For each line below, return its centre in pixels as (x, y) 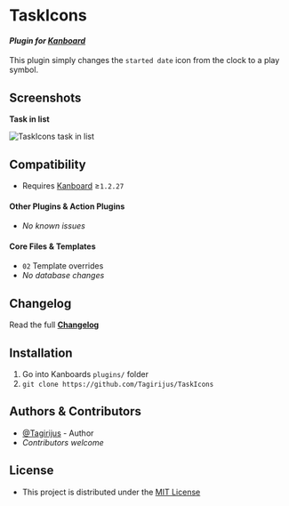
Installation (41, 353)
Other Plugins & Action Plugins (67, 206)
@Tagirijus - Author (58, 433)
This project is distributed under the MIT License (111, 492)
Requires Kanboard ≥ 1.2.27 (73, 186)
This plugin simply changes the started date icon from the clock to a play (144, 60)
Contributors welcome (63, 442)
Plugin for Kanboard (48, 40)
